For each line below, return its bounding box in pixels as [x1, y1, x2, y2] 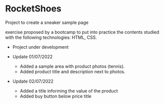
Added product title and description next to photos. [19, 68, 126, 75]
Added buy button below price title [19, 93, 91, 99]
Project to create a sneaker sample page [5, 19, 89, 25]
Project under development [12, 44, 69, 50]
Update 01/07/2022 [12, 53, 53, 60]
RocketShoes [5, 3, 61, 14]
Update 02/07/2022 [12, 78, 54, 84]
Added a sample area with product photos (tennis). [19, 63, 125, 69]
